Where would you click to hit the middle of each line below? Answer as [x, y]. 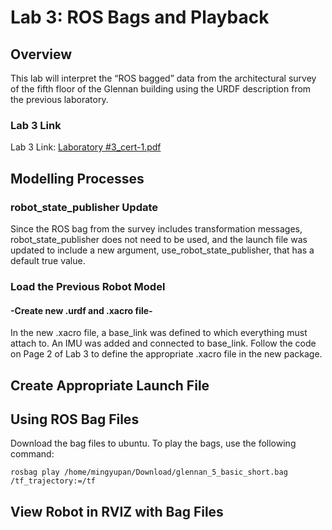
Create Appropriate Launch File [110, 385]
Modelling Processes [77, 178]
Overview [41, 54]
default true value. [48, 260]
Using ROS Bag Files [75, 419]
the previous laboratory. [59, 99]
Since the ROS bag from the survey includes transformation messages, [156, 228]
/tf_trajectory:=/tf [53, 481]
